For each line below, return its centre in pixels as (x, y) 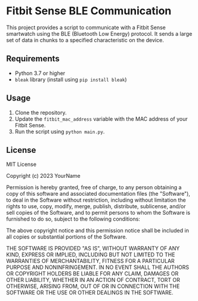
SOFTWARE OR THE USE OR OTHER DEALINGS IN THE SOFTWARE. (90, 293)
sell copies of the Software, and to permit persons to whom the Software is (98, 213)
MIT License (21, 164)
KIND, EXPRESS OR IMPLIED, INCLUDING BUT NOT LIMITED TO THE (91, 255)
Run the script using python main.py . (60, 131)
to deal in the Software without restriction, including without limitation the (96, 200)
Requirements (33, 59)
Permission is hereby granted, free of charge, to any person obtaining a (94, 187)
